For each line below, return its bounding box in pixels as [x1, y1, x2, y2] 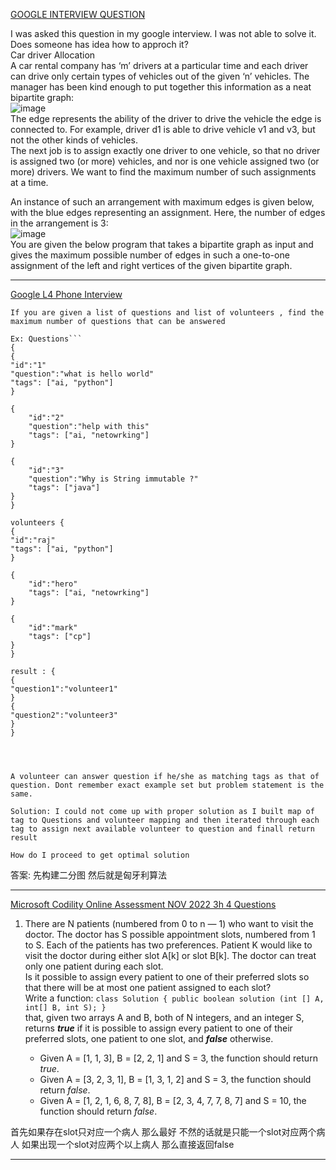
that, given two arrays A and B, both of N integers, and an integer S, [24, 1012, 305, 1023]
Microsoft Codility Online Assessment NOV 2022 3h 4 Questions [10, 899, 277, 910]
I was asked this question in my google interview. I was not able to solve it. [10, 28, 317, 39]
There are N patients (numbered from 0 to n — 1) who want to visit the [24, 918, 314, 929]
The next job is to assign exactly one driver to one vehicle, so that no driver [10, 145, 321, 156]
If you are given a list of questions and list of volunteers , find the [10, 308, 325, 318]
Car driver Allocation [10, 49, 96, 61]
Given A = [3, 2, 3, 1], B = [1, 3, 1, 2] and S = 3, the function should [39, 1074, 312, 1085]
